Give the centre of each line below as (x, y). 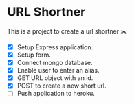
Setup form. (34, 55)
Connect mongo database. (55, 63)
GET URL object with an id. (55, 78)
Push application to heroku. (56, 94)
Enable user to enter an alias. (58, 70)
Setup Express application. (55, 47)
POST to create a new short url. (62, 86)
